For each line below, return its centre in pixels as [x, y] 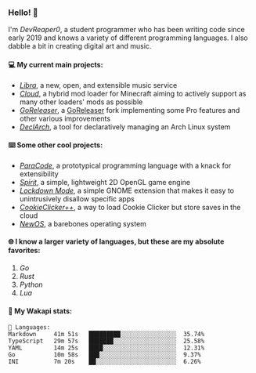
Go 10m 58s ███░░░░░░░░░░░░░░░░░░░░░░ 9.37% [105, 355]
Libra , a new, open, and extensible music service [98, 85]
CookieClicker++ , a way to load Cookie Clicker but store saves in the [130, 207]
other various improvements [65, 118]
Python [31, 284]
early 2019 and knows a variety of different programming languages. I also [128, 38]
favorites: [24, 251]
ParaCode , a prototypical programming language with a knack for [125, 165]
